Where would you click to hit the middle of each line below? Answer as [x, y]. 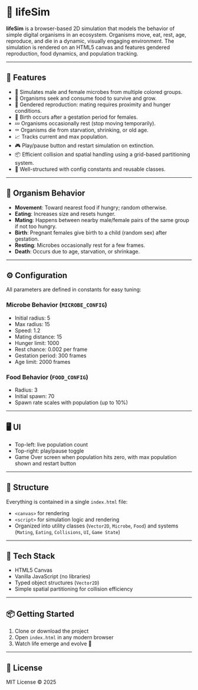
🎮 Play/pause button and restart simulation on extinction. [85, 145]
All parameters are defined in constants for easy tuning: [74, 289]
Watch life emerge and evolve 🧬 [53, 644]
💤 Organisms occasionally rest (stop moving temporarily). [85, 123]
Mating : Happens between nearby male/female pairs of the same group [102, 220]
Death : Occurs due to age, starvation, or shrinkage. [77, 251]
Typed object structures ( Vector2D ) [57, 583]
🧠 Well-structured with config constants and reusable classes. [90, 169]
